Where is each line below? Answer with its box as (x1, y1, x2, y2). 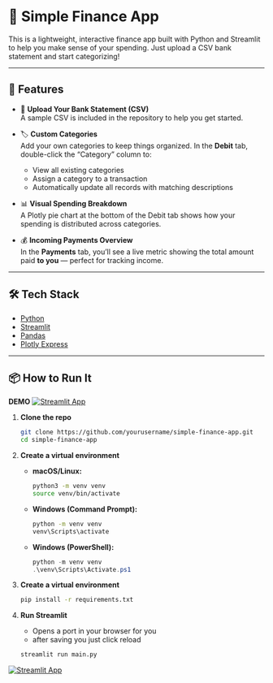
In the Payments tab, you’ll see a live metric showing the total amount (19, 247, 254, 257)
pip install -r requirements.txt (19, 596, 134, 604)
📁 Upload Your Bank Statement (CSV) (19, 104, 149, 114)
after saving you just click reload (32, 635, 141, 645)
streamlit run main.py (19, 651, 97, 659)
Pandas (19, 331, 46, 340)
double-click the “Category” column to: (19, 149, 152, 159)
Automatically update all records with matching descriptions (32, 182, 234, 192)
